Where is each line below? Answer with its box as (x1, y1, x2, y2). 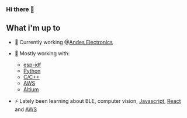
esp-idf (23, 61, 41, 68)
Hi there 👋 (6, 5, 35, 13)
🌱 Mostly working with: (14, 49, 70, 57)
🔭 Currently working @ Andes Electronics (14, 38, 113, 45)
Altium (23, 85, 39, 92)
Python (23, 67, 41, 74)
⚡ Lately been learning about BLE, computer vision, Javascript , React (14, 97, 181, 104)
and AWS (14, 106, 37, 113)
